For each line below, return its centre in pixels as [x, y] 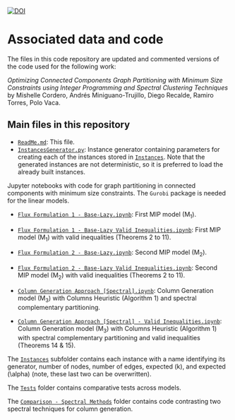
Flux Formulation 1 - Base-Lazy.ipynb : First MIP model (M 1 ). [107, 215]
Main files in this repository [69, 125]
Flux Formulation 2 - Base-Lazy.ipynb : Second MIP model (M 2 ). [112, 253]
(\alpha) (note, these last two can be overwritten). [79, 373]
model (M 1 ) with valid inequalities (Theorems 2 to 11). [94, 238]
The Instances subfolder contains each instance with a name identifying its [116, 359]
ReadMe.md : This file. [46, 142]
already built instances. [52, 172]
